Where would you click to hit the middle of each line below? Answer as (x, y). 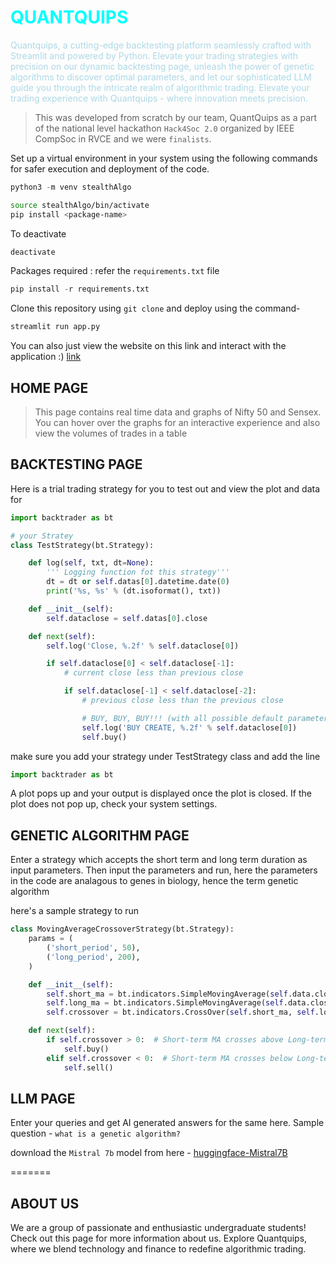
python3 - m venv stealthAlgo (71, 187)
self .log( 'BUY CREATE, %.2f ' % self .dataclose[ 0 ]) (189, 727)
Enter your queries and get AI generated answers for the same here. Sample (167, 1123)
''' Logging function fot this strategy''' (138, 572)
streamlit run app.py (55, 327)
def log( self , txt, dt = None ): (91, 563)
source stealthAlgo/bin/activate (80, 205)
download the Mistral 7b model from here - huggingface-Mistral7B (149, 1153)
